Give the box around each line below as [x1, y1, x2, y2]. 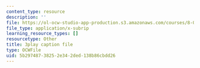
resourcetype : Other [6, 36, 58, 42]
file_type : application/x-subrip [6, 25, 89, 31]
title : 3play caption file [6, 42, 73, 48]
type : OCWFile [6, 47, 42, 53]
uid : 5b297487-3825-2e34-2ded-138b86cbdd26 [6, 53, 116, 59]
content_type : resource [6, 8, 65, 15]
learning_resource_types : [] [6, 31, 79, 37]
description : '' [6, 14, 46, 20]
